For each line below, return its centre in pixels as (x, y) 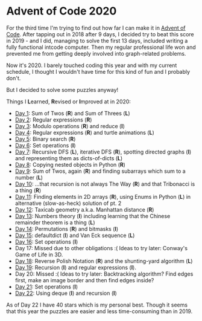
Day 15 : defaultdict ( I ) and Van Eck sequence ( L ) (75, 235)
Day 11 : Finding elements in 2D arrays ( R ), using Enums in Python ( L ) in (103, 196)
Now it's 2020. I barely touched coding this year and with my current (92, 65)
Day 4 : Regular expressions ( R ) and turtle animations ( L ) (85, 132)
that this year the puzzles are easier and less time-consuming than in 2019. (99, 311)
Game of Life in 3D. (39, 255)
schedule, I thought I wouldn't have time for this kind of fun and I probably (98, 71)
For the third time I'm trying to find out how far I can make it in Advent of (96, 28)
